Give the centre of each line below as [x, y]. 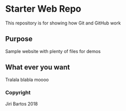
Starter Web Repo [43, 9]
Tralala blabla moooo [27, 79]
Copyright [18, 93]
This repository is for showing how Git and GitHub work [63, 23]
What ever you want [38, 67]
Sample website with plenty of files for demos [53, 51]
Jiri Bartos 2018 [22, 104]
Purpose [19, 39]
